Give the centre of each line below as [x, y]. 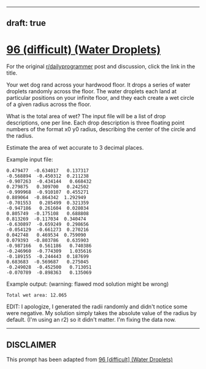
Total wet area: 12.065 [37, 295]
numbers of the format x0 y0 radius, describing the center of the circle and [101, 129]
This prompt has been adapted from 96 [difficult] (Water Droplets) [90, 360]
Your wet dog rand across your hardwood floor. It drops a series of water [98, 85]
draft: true [26, 23]
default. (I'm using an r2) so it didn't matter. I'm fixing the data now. [91, 320]
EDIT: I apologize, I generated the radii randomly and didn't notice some [97, 306]
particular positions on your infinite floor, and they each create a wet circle [100, 98]
